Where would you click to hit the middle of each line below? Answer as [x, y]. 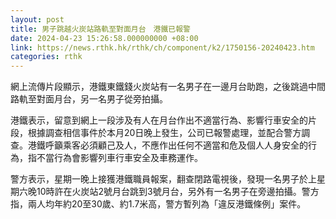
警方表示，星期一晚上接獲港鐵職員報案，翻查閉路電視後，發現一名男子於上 [163, 179]
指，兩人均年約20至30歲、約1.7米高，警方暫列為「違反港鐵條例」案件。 [158, 204]
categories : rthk [46, 57]
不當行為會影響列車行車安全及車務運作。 [119, 158]
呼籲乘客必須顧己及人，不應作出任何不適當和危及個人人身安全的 [176, 145]
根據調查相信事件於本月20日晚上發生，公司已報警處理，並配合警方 [164, 133]
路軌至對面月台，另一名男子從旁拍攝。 [89, 99]
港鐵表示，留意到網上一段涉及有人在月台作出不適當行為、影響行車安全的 [159, 120]
